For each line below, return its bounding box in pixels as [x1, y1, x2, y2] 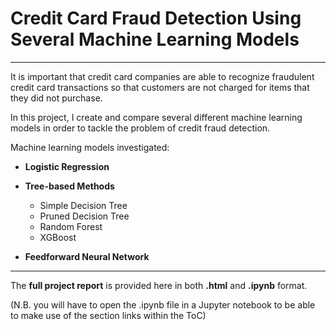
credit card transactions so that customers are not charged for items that [10, 81, 310, 93]
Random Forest [39, 220, 103, 232]
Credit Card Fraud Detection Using [10, 7, 302, 30]
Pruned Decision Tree [39, 210, 130, 222]
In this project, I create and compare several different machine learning [10, 111, 303, 123]
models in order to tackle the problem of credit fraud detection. [10, 122, 271, 134]
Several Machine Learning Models [10, 28, 300, 51]
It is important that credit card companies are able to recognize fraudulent [10, 70, 315, 82]
